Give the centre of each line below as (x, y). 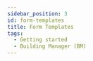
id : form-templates (36, 20)
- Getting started (41, 40)
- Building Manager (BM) (50, 46)
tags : (15, 33)
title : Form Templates (41, 27)
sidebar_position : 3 (38, 14)
